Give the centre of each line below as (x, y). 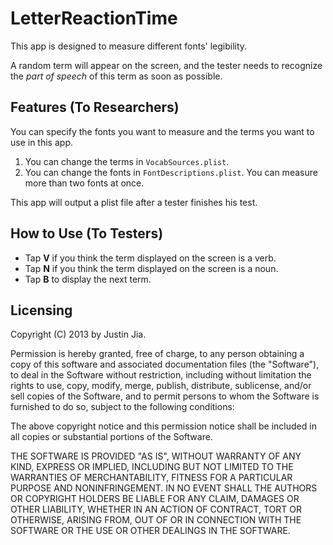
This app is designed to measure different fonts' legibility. (129, 46)
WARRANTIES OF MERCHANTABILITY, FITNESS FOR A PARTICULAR (151, 478)
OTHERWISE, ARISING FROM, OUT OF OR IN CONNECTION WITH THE (156, 520)
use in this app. (41, 142)
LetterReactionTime (94, 18)
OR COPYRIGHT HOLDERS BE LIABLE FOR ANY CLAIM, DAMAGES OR (155, 499)
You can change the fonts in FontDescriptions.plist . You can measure (171, 172)
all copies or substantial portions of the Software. (111, 437)
